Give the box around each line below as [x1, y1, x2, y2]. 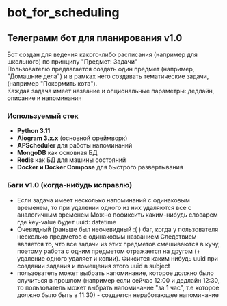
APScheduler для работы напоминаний [16, 141, 133, 150]
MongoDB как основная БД [16, 149, 98, 157]
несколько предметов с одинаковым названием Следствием [16, 232, 197, 241]
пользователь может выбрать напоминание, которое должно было [16, 269, 214, 277]
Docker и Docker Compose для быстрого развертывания [16, 163, 183, 172]
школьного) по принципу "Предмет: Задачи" [7, 58, 138, 66]
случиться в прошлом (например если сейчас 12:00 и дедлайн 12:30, [16, 276, 220, 284]
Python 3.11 [16, 127, 51, 135]
